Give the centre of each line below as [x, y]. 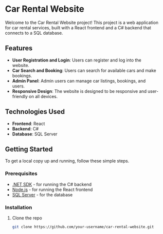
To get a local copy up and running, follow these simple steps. [67, 161]
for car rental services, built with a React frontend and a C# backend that [78, 27]
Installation [19, 207]
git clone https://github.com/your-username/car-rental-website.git [83, 227]
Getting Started [29, 149]
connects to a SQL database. [34, 33]
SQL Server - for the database [42, 194]
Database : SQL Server [35, 134]
